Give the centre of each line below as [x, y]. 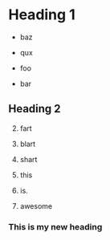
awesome [36, 205]
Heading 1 [42, 15]
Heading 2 [35, 109]
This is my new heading [55, 226]
